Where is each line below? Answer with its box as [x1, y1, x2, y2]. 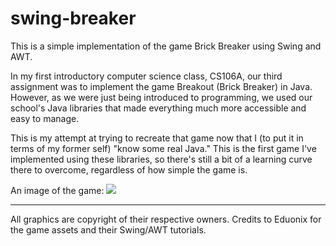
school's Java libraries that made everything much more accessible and [10, 102, 307, 114]
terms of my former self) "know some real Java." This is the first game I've [10, 142, 317, 154]
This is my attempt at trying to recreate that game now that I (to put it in [10, 132, 304, 144]
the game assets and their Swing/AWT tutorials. [10, 223, 207, 236]
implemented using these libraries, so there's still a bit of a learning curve [10, 153, 313, 165]
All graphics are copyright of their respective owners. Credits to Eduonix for [10, 213, 322, 225]
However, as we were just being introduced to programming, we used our [10, 91, 313, 103]
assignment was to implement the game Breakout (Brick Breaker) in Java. [10, 80, 313, 92]
